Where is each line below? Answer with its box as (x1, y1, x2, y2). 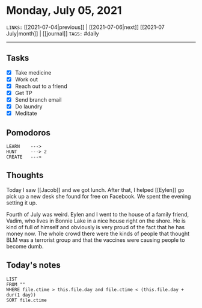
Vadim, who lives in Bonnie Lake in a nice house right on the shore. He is (6, 217, 186, 224)
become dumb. (6, 242, 44, 250)
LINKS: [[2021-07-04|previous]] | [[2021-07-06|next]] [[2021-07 (6, 23, 165, 31)
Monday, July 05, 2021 (6, 4, 122, 17)
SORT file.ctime (6, 297, 47, 303)
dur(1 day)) (6, 292, 36, 298)
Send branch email (14, 96, 62, 103)
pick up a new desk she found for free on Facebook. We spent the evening (6, 192, 191, 200)
